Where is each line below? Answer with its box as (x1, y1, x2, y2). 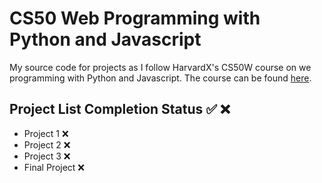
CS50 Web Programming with (9, 7, 261, 30)
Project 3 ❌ (23, 150, 71, 162)
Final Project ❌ (23, 161, 86, 173)
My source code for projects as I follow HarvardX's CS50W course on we (9, 61, 312, 73)
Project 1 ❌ (23, 127, 69, 139)
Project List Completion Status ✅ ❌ (9, 101, 231, 118)
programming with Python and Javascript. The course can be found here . (9, 72, 312, 84)
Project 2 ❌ (23, 138, 71, 151)
